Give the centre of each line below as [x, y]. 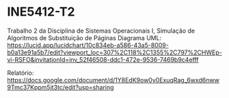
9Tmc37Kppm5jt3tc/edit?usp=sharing [60, 87]
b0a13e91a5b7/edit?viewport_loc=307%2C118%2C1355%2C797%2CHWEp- [114, 52]
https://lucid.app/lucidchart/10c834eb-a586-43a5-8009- [88, 45]
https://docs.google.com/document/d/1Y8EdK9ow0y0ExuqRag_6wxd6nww [113, 80]
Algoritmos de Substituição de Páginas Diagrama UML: [84, 37]
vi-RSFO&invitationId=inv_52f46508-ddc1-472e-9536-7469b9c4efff [103, 59]
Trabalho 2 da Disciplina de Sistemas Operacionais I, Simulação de [101, 31]
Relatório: [21, 73]
